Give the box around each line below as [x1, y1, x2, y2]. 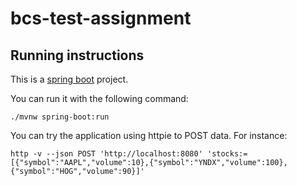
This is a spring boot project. [10, 73, 129, 85]
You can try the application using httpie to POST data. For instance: [10, 130, 288, 141]
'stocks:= [206, 149, 248, 159]
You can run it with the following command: [10, 93, 189, 104]
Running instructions [10, 47, 145, 64]
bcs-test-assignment [10, 7, 192, 30]
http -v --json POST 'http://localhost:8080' [10, 149, 203, 159]
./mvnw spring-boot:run [10, 112, 110, 122]
